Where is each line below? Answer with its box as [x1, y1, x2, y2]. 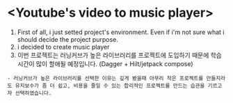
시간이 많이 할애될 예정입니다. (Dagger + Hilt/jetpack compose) [17, 59, 193, 68]
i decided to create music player [17, 42, 110, 51]
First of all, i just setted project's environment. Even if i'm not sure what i [17, 28, 225, 36]
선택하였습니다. [15, 89, 52, 97]
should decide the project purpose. [17, 35, 118, 43]
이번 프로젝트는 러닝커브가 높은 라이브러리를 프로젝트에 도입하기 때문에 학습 [17, 51, 223, 59]
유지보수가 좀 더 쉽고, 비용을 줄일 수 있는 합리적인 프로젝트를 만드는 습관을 [15, 82, 205, 89]
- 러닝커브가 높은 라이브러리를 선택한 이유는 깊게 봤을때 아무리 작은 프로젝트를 [7, 74, 204, 81]
